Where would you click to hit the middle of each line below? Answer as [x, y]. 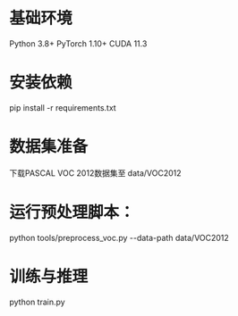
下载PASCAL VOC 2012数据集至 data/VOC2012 [95, 173]
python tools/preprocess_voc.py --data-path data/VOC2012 [119, 237]
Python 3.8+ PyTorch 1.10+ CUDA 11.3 [78, 43]
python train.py [37, 302]
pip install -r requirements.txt [63, 107]
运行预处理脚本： [72, 212]
